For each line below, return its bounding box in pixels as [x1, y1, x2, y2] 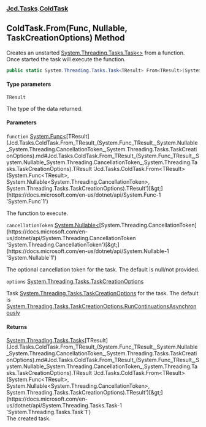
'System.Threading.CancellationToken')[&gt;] [6, 241, 120, 249]
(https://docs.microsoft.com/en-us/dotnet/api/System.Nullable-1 [6, 248, 169, 255]
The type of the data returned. [6, 105, 83, 112]
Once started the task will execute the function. [6, 55, 126, 62]
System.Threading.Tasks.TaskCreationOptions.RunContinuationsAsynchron [6, 303, 197, 310]
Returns [6, 323, 28, 330]
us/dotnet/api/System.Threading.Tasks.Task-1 [6, 402, 123, 409]
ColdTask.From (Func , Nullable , [6, 23, 128, 34]
